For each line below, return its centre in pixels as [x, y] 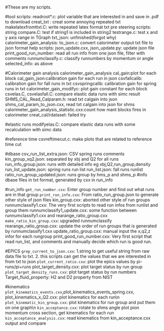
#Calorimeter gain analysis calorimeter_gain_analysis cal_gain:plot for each [81, 73]
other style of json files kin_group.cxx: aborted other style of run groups [78, 200]
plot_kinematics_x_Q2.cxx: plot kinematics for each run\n [62, 297]
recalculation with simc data [34, 129]
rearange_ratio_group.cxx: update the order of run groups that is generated [81, 226]
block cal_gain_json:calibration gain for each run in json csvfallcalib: [74, 78]
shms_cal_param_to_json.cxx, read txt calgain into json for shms [70, 104]
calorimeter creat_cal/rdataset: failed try [46, 115]
